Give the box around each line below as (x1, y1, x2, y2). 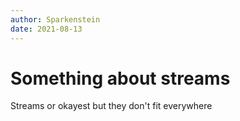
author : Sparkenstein (10, 14, 101, 25)
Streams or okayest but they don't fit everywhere (10, 100, 213, 112)
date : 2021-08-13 (10, 24, 83, 34)
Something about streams (10, 67, 231, 90)
